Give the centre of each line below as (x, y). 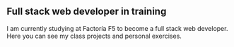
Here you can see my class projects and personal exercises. (94, 36)
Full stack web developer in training (87, 12)
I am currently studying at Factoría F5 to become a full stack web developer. (117, 28)
